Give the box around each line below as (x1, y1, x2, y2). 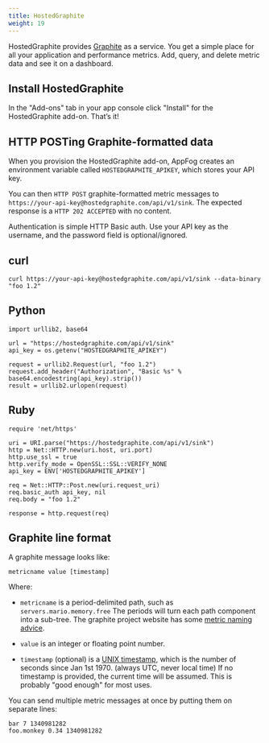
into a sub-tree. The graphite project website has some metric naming (19, 615, 252, 625)
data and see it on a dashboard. (8, 58, 114, 68)
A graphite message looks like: (8, 552, 110, 562)
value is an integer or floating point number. (19, 639, 165, 649)
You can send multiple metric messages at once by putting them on (8, 696, 232, 705)
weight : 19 (8, 19, 45, 27)
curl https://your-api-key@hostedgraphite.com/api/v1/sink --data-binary (8, 274, 262, 283)
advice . (19, 623, 45, 633)
